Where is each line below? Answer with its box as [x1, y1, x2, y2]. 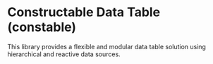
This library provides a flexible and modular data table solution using [7, 42, 207, 51]
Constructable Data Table [7, 4, 161, 20]
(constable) [7, 19, 76, 35]
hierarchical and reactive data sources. [7, 50, 121, 58]
